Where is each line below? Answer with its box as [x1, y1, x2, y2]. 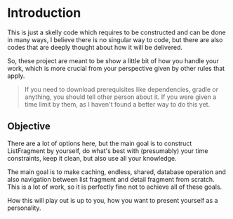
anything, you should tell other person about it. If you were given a [24, 93, 217, 101]
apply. [7, 72, 25, 80]
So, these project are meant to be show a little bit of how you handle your [7, 56, 220, 65]
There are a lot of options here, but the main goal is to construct [7, 139, 192, 147]
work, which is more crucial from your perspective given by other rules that [7, 64, 225, 72]
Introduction [7, 5, 81, 21]
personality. [7, 204, 41, 212]
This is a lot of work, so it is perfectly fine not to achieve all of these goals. [7, 182, 222, 191]
